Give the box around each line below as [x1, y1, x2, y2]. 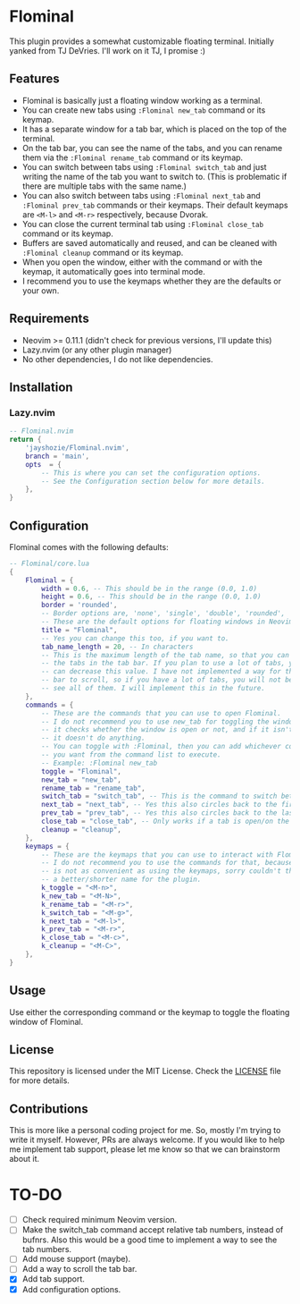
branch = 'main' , [25, 452, 90, 461]
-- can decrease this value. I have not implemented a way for [41, 667, 281, 676]
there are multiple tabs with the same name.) [21, 181, 187, 191]
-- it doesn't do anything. [41, 733, 146, 743]
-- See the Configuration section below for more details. [41, 477, 266, 486]
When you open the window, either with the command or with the [21, 257, 263, 267]
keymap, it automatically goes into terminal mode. [21, 266, 205, 276]
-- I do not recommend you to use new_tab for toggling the [41, 717, 270, 726]
